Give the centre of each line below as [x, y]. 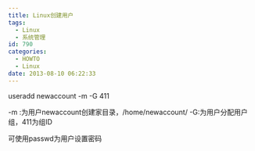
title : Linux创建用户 [41, 15]
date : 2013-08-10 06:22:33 [52, 74]
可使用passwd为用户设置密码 [55, 138]
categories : [27, 52]
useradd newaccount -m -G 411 [59, 95]
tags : [17, 23]
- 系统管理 [31, 37]
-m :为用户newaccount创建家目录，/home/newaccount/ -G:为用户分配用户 [128, 112]
